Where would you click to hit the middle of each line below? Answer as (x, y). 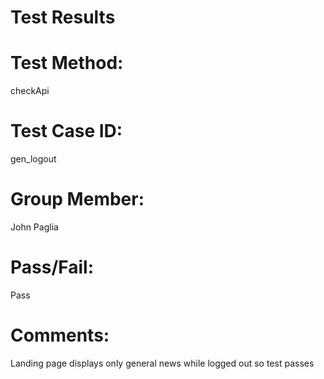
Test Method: (67, 63)
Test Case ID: (66, 131)
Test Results (63, 17)
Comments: (60, 335)
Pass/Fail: (52, 267)
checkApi (30, 91)
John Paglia (34, 227)
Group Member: (77, 199)
